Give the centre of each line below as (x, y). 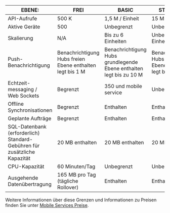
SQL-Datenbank (27, 127)
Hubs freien (71, 59)
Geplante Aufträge (30, 118)
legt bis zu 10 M (124, 75)
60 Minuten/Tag (76, 166)
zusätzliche (22, 152)
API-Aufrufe (23, 18)
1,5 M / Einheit (122, 18)
